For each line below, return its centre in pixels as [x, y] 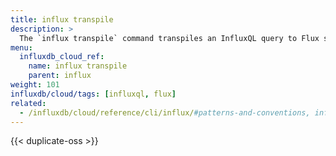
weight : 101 [35, 85]
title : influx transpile [62, 19]
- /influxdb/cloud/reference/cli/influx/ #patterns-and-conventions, [165, 112]
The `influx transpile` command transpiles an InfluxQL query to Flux [169, 38]
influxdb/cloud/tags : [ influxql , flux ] [93, 94]
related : [28, 103]
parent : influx [60, 76]
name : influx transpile [78, 66]
